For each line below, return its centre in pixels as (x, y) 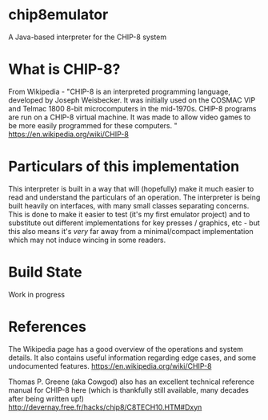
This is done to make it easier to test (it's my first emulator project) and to (129, 214)
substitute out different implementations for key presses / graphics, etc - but (134, 223)
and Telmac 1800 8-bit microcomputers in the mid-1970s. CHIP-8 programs (132, 108)
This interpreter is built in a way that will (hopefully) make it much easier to (131, 188)
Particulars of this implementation (124, 167)
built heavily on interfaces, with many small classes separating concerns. (129, 205)
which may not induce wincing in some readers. (87, 240)
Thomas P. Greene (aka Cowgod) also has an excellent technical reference (131, 382)
